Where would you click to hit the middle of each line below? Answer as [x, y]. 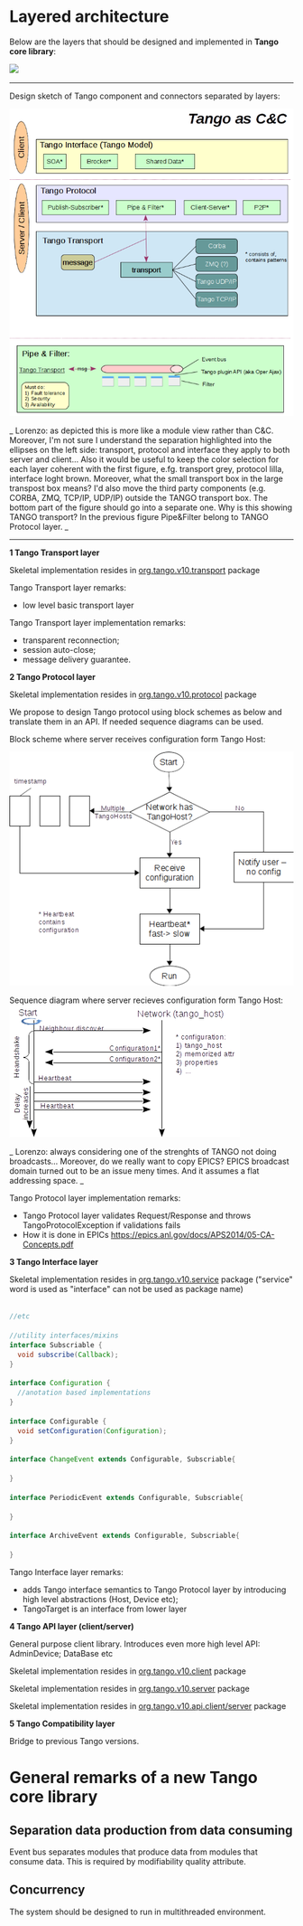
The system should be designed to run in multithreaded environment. [138, 1912]
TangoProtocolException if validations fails [101, 1225]
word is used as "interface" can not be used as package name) [126, 1289]
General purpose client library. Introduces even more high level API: [135, 1644]
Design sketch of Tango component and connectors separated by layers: [145, 96]
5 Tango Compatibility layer [62, 1723]
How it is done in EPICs [66, 1235]
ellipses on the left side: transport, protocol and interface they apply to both [150, 449]
